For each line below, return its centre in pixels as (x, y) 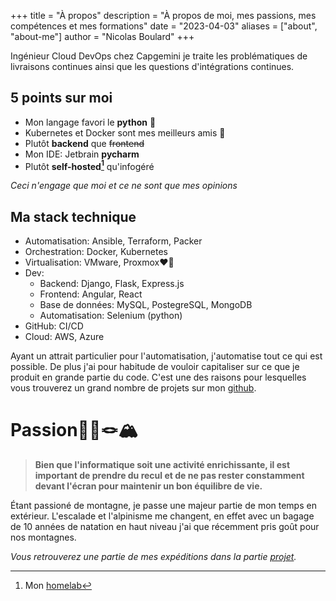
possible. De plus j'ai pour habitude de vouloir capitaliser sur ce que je (155, 367)
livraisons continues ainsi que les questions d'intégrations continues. (152, 66)
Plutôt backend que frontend (84, 143)
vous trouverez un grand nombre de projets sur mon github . (133, 388)
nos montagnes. (43, 537)
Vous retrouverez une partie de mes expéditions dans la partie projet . (153, 557)
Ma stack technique (73, 216)
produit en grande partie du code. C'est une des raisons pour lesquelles (158, 377)
